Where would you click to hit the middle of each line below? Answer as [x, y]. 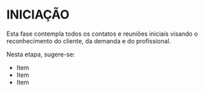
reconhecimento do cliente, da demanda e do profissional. [89, 41]
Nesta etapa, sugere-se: [41, 54]
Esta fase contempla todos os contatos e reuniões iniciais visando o [102, 34]
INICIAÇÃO [38, 15]
